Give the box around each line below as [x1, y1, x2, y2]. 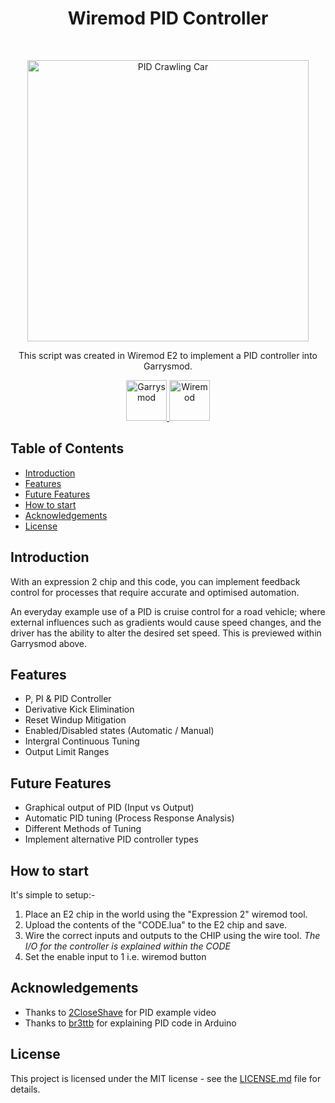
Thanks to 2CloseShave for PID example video [24, 1006, 217, 1018]
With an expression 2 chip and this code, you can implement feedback [10, 575, 301, 587]
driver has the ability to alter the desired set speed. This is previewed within [10, 627, 322, 639]
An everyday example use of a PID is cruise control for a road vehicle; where [10, 605, 326, 617]
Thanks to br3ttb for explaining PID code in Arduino [24, 1017, 237, 1029]
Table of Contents [10, 440, 125, 457]
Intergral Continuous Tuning [24, 735, 140, 747]
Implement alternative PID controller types [24, 833, 199, 846]
